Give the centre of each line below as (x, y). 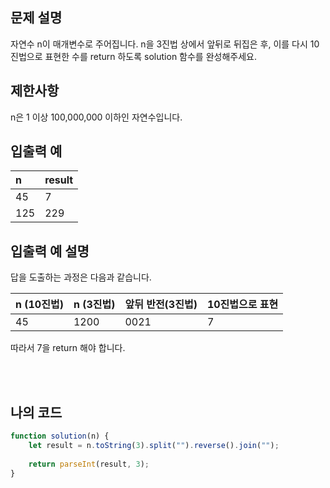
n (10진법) (39, 305)
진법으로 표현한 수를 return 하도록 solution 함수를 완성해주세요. (133, 56)
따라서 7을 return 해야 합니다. (68, 348)
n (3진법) (94, 305)
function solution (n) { (60, 436)
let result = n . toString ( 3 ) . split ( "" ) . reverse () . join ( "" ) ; (154, 445)
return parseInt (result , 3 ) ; (89, 464)
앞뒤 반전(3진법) (161, 305)
